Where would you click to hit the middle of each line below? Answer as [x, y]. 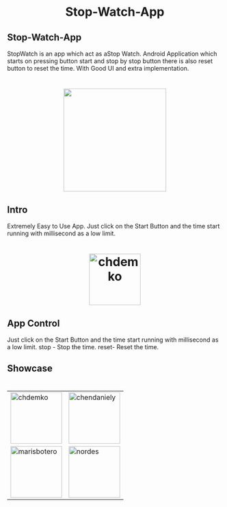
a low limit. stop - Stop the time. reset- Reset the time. [83, 347]
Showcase [30, 369]
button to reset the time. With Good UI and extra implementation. [98, 68]
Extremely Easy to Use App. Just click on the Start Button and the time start [113, 226]
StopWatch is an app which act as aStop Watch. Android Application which [112, 54]
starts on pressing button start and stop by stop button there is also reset [110, 61]
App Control [34, 323]
